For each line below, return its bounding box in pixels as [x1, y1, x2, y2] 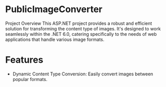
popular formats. [12, 76, 48, 82]
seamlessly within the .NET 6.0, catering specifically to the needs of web [5, 31, 157, 37]
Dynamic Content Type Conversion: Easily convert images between [12, 71, 153, 77]
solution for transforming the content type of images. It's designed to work [5, 25, 161, 31]
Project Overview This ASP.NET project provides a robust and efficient [5, 20, 152, 26]
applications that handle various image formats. [5, 36, 105, 42]
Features [5, 54, 44, 66]
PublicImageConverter [5, 4, 103, 15]
